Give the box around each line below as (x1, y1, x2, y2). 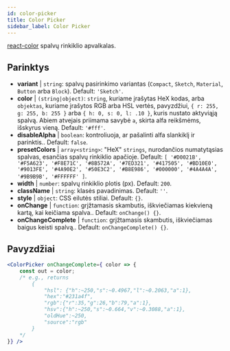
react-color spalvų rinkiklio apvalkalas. (7, 42, 117, 50)
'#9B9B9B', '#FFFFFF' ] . (16, 172, 87, 181)
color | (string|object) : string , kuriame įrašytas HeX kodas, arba (16, 94, 205, 103)
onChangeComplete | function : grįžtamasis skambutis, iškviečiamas (16, 216, 213, 224)
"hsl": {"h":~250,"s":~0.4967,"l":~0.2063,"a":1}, (43, 286, 192, 294)
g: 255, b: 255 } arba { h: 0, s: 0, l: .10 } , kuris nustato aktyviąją (16, 109, 218, 117)
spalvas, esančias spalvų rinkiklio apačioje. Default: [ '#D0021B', (16, 152, 202, 161)
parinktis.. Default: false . (16, 138, 88, 146)
